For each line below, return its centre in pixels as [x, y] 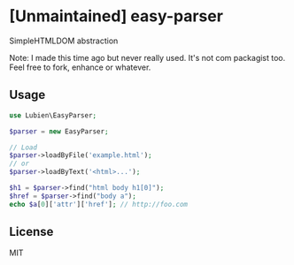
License [31, 232]
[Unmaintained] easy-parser [116, 16]
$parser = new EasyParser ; [59, 131]
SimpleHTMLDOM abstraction [64, 41]
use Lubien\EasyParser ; [53, 115]
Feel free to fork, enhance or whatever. [80, 67]
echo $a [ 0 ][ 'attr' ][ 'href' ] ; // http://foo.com [99, 204]
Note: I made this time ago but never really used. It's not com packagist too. [147, 57]
